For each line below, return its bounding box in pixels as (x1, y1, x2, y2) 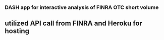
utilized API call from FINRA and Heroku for (5, 19, 142, 28)
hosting (5, 27, 30, 36)
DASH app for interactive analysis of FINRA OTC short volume (5, 4, 159, 11)
